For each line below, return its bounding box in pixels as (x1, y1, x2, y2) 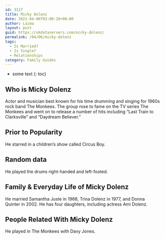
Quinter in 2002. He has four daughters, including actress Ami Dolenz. (5, 201, 148, 207)
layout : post (5, 26, 32, 30)
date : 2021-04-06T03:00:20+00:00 (5, 16, 74, 21)
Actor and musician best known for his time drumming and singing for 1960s (5, 98, 160, 104)
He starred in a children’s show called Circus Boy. (5, 141, 106, 147)
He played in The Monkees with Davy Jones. (5, 228, 96, 234)
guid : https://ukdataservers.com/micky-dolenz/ (5, 30, 105, 35)
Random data (5, 155, 47, 164)
